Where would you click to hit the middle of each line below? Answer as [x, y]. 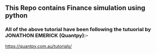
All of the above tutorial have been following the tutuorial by [78, 30]
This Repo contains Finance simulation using [75, 8]
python [16, 16]
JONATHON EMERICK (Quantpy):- [47, 36]
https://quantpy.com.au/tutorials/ [39, 46]
